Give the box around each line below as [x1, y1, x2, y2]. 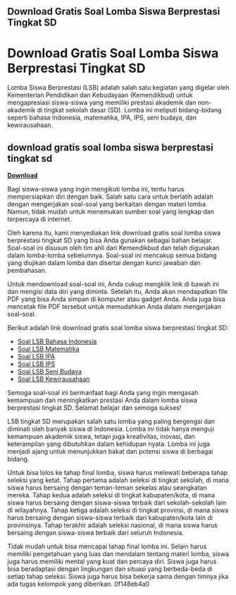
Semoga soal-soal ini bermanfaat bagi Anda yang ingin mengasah [7, 389, 199, 397]
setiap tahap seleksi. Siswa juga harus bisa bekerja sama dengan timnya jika [7, 572, 229, 581]
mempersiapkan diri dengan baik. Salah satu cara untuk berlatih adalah [7, 192, 213, 201]
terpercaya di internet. [7, 215, 72, 223]
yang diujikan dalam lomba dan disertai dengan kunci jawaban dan [7, 259, 201, 267]
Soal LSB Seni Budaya [17, 367, 82, 376]
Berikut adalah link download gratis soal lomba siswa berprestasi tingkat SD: [7, 324, 229, 332]
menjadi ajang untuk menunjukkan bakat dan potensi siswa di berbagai [7, 447, 213, 456]
